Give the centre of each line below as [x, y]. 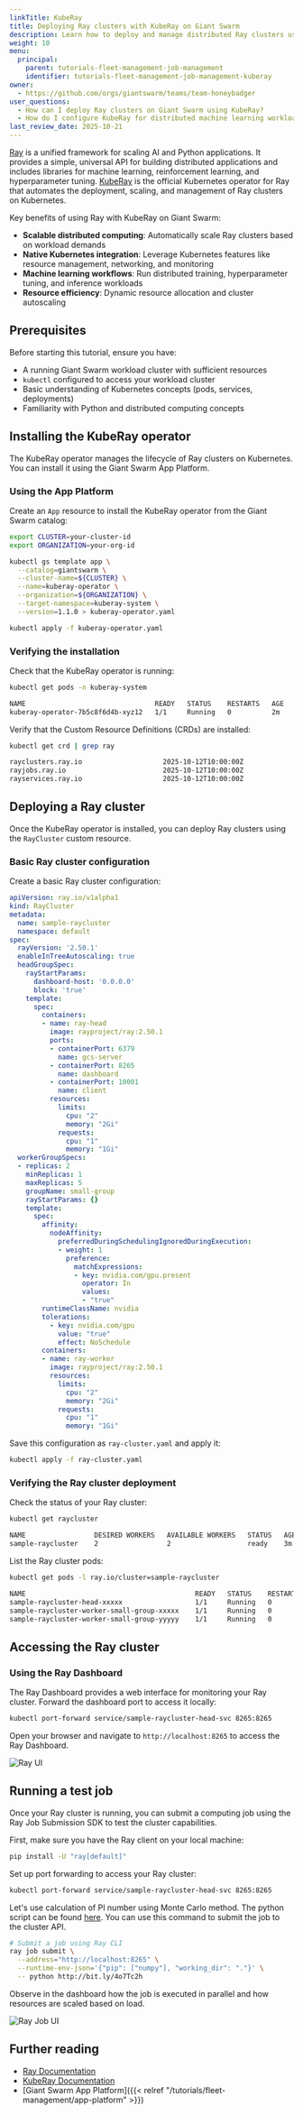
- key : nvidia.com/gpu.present [133, 1275]
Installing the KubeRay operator [100, 437]
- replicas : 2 [44, 1166]
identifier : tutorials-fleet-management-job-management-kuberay [149, 77]
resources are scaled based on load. [77, 2003]
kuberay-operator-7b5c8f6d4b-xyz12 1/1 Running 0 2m [145, 712]
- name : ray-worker [78, 1359]
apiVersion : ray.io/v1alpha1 [64, 898]
